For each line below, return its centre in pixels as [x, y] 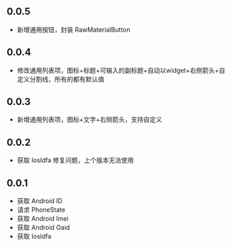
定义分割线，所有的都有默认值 [60, 79]
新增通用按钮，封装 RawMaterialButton [73, 29]
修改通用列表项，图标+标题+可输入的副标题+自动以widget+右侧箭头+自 [121, 70]
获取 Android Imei [43, 219]
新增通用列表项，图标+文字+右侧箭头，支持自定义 [89, 120]
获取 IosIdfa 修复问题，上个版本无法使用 [75, 160]
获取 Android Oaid [43, 228]
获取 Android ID [40, 201]
